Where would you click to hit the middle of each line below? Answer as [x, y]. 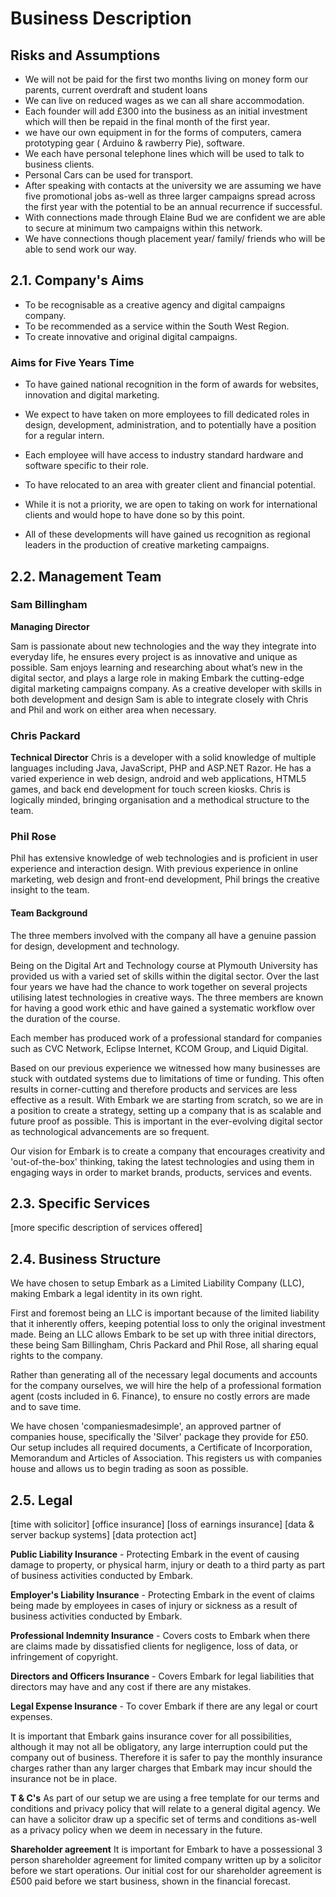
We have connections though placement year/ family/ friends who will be [175, 238]
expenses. [31, 1717]
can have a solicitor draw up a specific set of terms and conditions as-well [163, 1819]
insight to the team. [50, 890]
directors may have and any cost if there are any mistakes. [131, 1687]
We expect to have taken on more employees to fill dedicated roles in [167, 414]
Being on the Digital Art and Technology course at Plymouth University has [164, 965]
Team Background [49, 913]
